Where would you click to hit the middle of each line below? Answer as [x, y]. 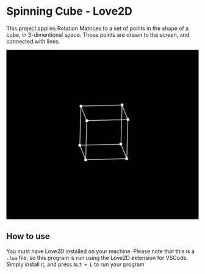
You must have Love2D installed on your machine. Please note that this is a [101, 251]
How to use [28, 236]
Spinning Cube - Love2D [69, 11]
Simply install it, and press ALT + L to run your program [75, 264]
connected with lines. [33, 41]
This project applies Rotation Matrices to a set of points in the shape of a [98, 28]
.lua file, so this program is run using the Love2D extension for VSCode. [97, 257]
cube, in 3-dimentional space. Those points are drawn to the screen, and [98, 34]
